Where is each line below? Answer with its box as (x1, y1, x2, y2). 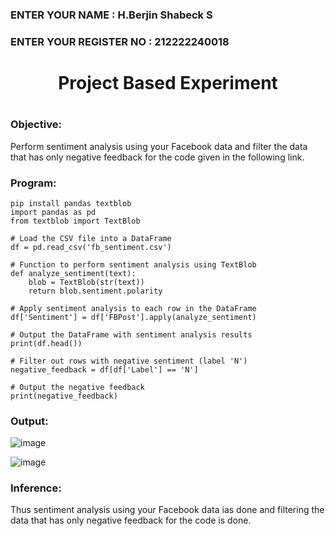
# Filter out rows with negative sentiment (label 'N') (10, 356, 248, 366)
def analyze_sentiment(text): (10, 268, 137, 278)
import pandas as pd (10, 207, 97, 217)
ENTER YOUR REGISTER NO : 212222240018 (10, 34, 230, 48)
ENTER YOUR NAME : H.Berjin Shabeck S (10, 8, 213, 22)
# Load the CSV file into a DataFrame (10, 233, 172, 243)
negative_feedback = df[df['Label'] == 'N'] (10, 364, 199, 375)
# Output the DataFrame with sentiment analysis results (10, 329, 253, 340)
